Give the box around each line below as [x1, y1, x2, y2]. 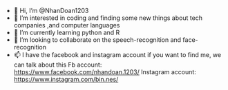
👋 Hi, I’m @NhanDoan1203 [13, 7, 89, 14]
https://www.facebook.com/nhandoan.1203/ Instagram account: [13, 68, 197, 76]
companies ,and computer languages [13, 21, 120, 29]
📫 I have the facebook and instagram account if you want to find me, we [13, 51, 222, 58]
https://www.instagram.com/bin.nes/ [13, 76, 119, 83]
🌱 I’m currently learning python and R [13, 28, 120, 36]
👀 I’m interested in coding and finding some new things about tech [13, 14, 202, 22]
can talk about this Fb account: [13, 60, 102, 69]
